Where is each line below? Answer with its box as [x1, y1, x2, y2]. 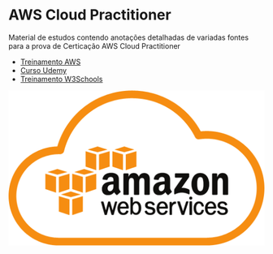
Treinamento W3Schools [19, 74, 103, 84]
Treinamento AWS [19, 57, 81, 67]
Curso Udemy [19, 65, 67, 75]
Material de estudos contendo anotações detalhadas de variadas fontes [8, 32, 249, 42]
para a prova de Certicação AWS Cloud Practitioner [8, 41, 181, 50]
